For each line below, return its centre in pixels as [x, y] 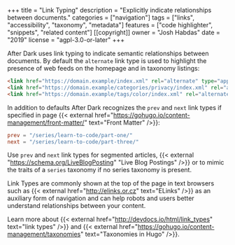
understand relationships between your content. [77, 206]
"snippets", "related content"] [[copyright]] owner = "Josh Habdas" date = [114, 32]
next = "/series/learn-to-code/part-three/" [73, 142]
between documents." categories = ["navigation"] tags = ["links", [101, 17]
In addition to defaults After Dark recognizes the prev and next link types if [114, 107]
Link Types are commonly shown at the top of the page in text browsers [111, 183]
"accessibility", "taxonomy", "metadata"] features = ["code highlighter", [110, 25]
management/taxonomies [44, 234]
